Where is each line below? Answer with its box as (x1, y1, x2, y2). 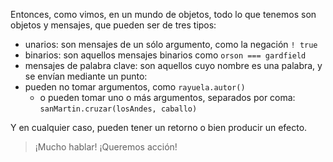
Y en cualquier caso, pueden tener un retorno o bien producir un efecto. (10, 122, 308, 133)
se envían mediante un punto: (24, 70, 148, 82)
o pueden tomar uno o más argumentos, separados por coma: (39, 92, 296, 103)
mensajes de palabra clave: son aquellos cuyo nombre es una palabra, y (24, 60, 323, 71)
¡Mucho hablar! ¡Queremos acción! (34, 141, 178, 153)
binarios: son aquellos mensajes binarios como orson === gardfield (24, 49, 307, 61)
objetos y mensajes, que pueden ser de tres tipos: (10, 19, 217, 31)
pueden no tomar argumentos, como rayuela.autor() (24, 81, 246, 93)
